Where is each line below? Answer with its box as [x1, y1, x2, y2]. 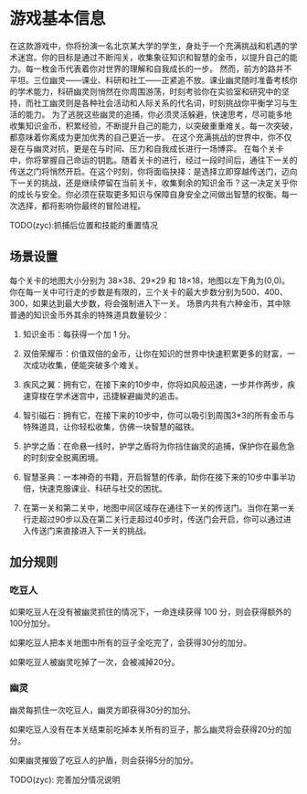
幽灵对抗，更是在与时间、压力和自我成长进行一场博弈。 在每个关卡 [33, 143, 284, 154]
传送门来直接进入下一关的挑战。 [30, 524, 152, 535]
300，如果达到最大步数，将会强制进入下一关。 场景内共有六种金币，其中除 [9, 298, 291, 309]
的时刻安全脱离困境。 [22, 451, 103, 462]
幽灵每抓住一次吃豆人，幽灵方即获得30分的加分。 [9, 704, 196, 715]
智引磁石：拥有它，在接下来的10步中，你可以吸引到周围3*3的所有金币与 [22, 409, 295, 420]
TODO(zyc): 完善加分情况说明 [9, 774, 121, 785]
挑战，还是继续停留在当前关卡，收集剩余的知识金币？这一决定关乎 [40, 177, 290, 188]
